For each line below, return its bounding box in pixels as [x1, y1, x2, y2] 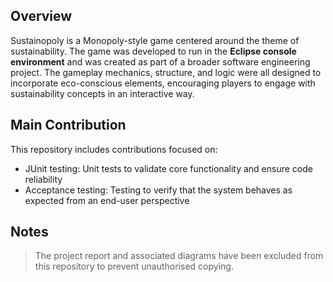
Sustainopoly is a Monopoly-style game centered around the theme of [10, 34, 300, 46]
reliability [24, 173, 63, 185]
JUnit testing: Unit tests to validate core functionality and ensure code [24, 162, 313, 174]
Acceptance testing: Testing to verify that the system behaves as [24, 184, 293, 196]
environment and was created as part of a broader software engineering [10, 55, 311, 68]
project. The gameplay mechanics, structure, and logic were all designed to [10, 66, 322, 78]
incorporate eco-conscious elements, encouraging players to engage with [10, 77, 316, 89]
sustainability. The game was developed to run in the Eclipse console [10, 45, 297, 57]
